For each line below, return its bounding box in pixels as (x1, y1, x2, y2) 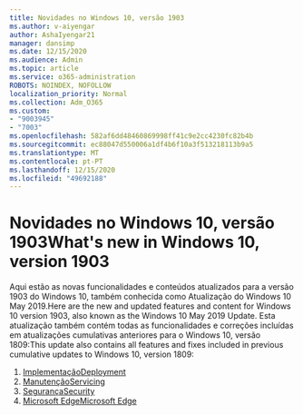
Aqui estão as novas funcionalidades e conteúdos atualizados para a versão (9, 282, 295, 292)
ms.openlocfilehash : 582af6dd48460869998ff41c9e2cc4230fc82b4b (9, 132, 254, 141)
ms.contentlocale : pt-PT (9, 156, 103, 166)
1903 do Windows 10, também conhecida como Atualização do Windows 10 (9, 291, 292, 302)
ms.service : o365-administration (9, 73, 136, 82)
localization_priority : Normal (9, 89, 128, 98)
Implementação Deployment (22, 367, 127, 378)
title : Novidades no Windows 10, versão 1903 (9, 13, 184, 23)
